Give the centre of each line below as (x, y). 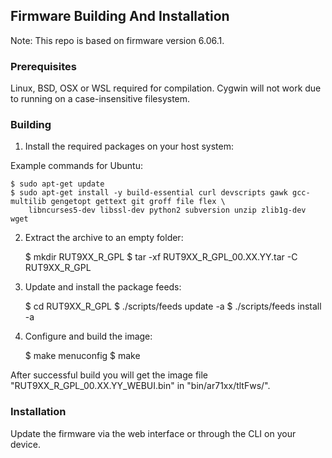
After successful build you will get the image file (109, 375)
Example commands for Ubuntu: (77, 166)
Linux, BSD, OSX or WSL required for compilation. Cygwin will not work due (166, 88)
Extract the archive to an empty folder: (104, 238)
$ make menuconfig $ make (82, 356)
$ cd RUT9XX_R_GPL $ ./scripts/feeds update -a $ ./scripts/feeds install (173, 306)
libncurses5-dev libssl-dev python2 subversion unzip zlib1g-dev (167, 210)
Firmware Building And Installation (120, 16)
